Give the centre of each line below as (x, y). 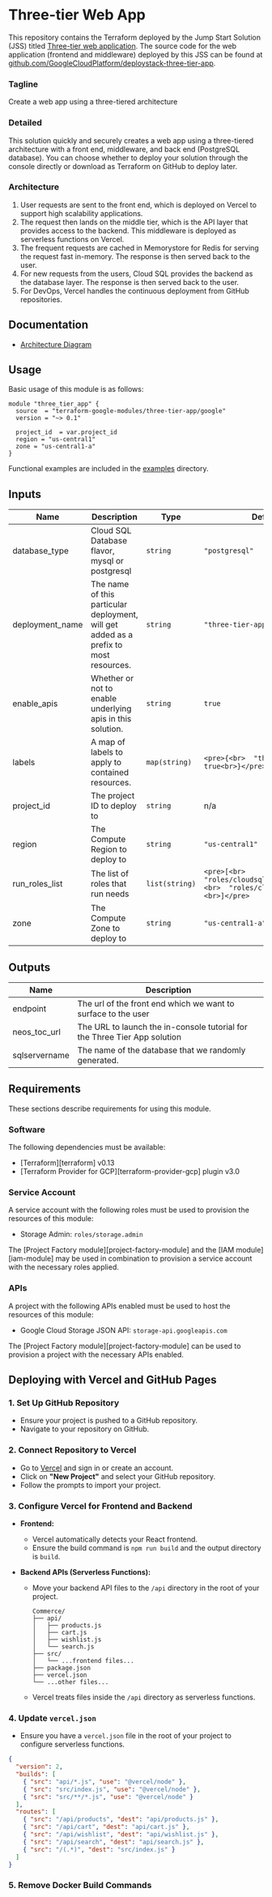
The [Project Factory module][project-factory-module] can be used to (125, 1346)
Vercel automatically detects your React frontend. (115, 1539)
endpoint (30, 1009)
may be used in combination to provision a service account (154, 1259)
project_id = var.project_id (66, 432)
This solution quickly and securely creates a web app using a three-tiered (131, 140)
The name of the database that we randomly (161, 1050)
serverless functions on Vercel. (72, 239)
